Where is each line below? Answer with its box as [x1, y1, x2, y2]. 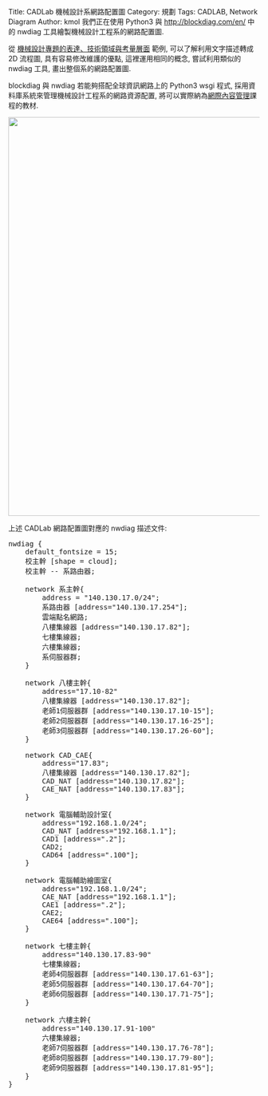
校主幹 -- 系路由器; [25, 567, 96, 576]
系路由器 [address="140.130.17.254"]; [41, 603, 188, 612]
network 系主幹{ [25, 585, 85, 593]
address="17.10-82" [41, 687, 118, 696]
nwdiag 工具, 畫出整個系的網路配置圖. [8, 64, 132, 73]
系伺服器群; [41, 652, 81, 661]
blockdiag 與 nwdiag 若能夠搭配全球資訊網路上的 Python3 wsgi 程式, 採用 [8, 81, 249, 90]
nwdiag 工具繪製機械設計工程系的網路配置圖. [17, 27, 164, 36]
